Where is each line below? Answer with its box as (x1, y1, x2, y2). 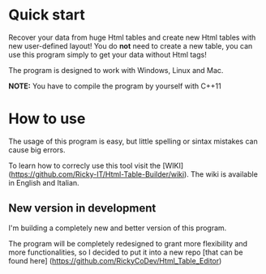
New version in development (8, 201, 157, 216)
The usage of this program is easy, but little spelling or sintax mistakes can (8, 136, 258, 146)
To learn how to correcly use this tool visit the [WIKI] (8, 161, 184, 170)
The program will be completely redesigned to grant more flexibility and (8, 238, 248, 248)
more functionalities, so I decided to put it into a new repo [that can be (8, 247, 243, 257)
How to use (8, 109, 86, 128)
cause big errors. (8, 144, 66, 155)
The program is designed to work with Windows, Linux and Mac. (8, 65, 224, 75)
